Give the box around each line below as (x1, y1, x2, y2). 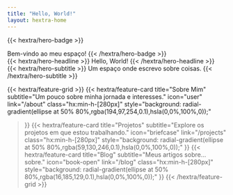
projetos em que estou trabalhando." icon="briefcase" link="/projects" (24, 128, 227, 136)
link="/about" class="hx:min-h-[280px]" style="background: (7, 100, 182, 108)
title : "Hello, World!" (7, 10, 77, 17)
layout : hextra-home (7, 17, 67, 24)
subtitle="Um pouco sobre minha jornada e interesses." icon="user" (7, 92, 203, 101)
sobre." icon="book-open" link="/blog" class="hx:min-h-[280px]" (24, 157, 214, 166)
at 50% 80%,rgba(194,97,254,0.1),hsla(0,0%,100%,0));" (53, 107, 211, 116)
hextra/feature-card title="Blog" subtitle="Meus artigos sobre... (24, 150, 207, 159)
